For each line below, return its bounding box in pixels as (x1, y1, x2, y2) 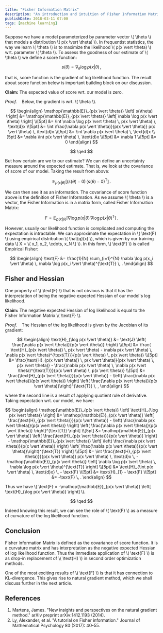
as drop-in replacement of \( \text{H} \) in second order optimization (5, 555, 142, 561)
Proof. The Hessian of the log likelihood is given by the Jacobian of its (5, 322, 148, 328)
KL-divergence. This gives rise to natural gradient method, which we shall (5, 575, 152, 581)
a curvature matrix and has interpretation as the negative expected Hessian (5, 545, 156, 551)
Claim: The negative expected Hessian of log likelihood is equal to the (5, 307, 145, 313)
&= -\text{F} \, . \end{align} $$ (51, 474, 112, 480)
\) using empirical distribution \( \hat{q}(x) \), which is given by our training (5, 235, 154, 241)
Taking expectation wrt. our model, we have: (5, 397, 94, 404)
